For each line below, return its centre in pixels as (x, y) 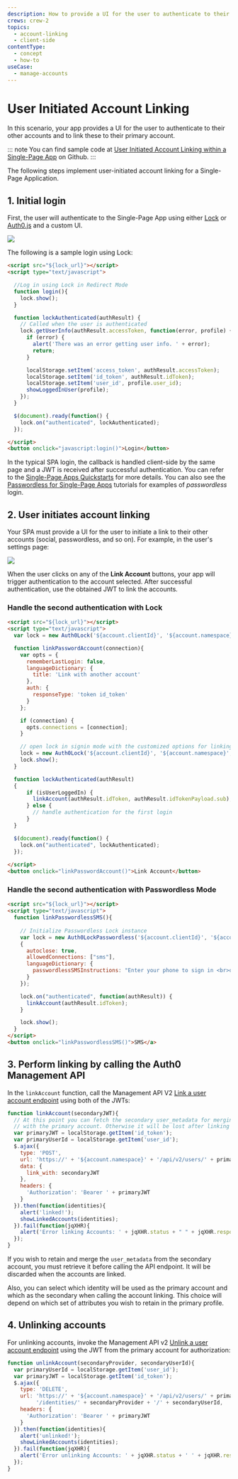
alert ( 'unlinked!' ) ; (50, 1436)
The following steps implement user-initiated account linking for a (103, 171)
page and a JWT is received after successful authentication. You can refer (116, 470)
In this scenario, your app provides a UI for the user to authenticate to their (116, 128)
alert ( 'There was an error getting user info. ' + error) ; (122, 344)
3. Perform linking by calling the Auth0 (95, 1064)
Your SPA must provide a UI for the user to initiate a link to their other (108, 532)
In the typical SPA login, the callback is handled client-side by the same (112, 462)
